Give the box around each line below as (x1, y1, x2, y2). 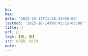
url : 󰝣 (5, 30, 19, 35)
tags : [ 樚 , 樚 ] (5, 35, 35, 39)
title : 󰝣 (5, 25, 23, 30)
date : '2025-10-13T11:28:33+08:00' (5, 16, 78, 21)
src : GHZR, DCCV (5, 39, 38, 44)
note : (5, 43, 16, 48)
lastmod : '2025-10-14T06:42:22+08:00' (5, 20, 85, 26)
